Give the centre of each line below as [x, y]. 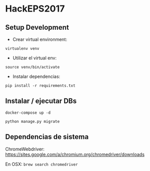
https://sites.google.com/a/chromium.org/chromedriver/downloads [75, 154]
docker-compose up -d [28, 113]
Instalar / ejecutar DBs [41, 101]
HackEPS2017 [35, 9]
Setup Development [37, 27]
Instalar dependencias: [36, 76]
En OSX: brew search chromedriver [42, 164]
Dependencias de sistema [47, 137]
